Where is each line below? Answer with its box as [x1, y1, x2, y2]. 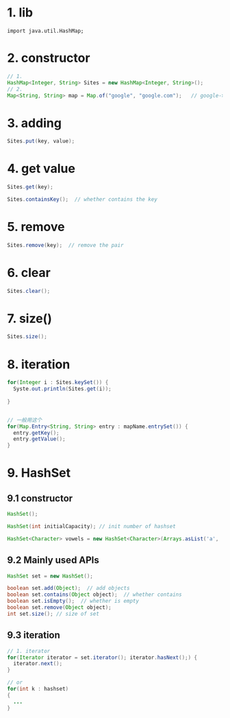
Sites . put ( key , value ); [7, 138, 75, 145]
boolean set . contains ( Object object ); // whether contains [7, 591, 183, 598]
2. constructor [7, 50, 90, 66]
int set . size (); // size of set [7, 610, 99, 617]
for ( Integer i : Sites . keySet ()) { [7, 379, 109, 386]
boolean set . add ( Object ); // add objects [7, 585, 130, 592]
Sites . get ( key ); [7, 184, 53, 191]
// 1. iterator [7, 647, 51, 654]
